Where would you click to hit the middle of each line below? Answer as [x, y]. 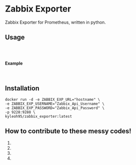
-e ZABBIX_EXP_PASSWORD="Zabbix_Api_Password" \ [55, 108]
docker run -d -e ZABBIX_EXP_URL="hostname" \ [53, 99]
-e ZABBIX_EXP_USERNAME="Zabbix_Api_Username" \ [55, 104]
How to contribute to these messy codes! [68, 131]
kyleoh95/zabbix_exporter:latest [39, 116]
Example [14, 63]
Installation [22, 89]
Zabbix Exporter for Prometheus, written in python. [55, 22]
